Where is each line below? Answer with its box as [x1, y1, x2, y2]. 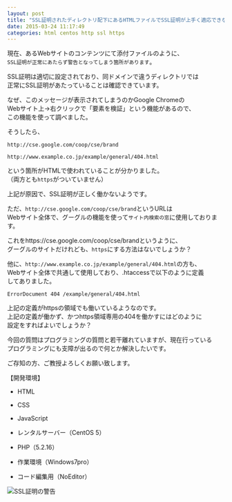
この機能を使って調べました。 [7, 113, 92, 122]
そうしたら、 [7, 128, 43, 136]
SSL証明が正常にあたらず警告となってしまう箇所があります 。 [7, 58, 156, 66]
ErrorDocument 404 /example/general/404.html [7, 291, 140, 298]
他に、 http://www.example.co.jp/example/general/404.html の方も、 [7, 260, 201, 268]
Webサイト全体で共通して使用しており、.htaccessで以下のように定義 [7, 269, 204, 277]
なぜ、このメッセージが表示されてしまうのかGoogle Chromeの [7, 96, 185, 104]
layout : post [7, 10, 45, 17]
